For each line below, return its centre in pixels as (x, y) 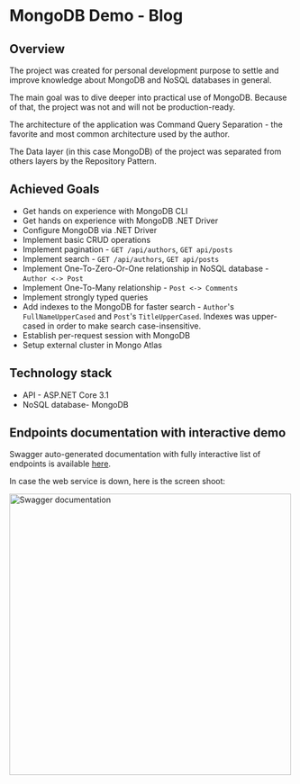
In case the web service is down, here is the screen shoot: (118, 482)
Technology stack (61, 373)
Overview (37, 49)
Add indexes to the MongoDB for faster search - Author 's (128, 306)
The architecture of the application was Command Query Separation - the (146, 124)
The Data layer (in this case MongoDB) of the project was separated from (145, 151)
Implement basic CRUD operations (86, 239)
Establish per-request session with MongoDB (106, 335)
